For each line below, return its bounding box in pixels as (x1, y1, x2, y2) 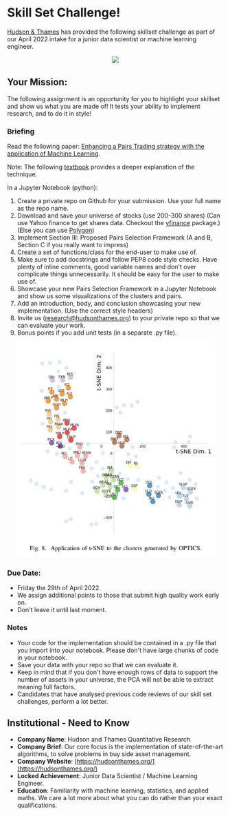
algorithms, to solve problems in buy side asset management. (16, 750, 192, 758)
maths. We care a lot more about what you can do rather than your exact (16, 794, 223, 802)
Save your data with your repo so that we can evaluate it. (16, 660, 179, 669)
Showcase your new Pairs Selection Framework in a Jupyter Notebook (16, 284, 217, 293)
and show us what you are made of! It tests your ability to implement (7, 102, 200, 110)
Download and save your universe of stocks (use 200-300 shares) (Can (16, 211, 221, 220)
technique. (7, 170, 38, 178)
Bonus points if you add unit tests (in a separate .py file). (16, 328, 177, 337)
